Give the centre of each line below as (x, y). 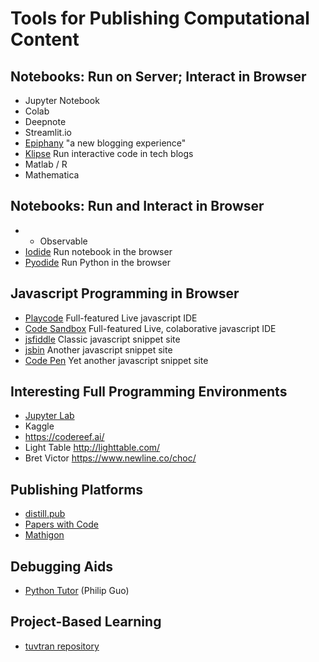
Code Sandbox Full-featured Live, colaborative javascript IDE (150, 328)
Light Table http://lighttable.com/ (92, 448)
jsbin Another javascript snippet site (98, 349)
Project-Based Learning (86, 622)
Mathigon (44, 535)
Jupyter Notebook (62, 100)
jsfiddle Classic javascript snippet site (102, 339)
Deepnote (45, 121)
